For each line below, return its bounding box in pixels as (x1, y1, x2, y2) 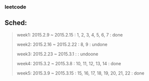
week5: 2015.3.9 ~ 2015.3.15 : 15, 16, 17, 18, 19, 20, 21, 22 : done (16, 70, 145, 76)
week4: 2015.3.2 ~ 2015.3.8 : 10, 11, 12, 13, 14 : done (16, 60, 121, 66)
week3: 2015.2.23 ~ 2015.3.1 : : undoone (16, 51, 99, 57)
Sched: (4, 19, 27, 27)
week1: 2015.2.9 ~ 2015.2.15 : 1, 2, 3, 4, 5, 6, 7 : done (16, 32, 123, 38)
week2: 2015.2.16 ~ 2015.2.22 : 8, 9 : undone (16, 41, 108, 47)
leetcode (4, 3, 27, 10)
